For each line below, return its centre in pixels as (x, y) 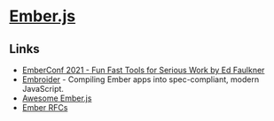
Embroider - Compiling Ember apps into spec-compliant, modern (141, 79)
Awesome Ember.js (57, 98)
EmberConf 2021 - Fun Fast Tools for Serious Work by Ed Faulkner (143, 70)
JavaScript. (43, 89)
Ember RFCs (45, 107)
